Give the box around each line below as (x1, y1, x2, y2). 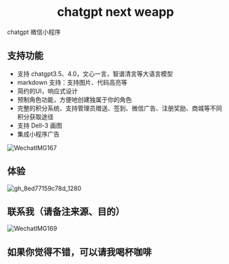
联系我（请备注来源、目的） (7, 205, 125, 217)
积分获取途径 (17, 112, 54, 121)
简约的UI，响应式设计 (17, 87, 78, 95)
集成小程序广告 (17, 130, 60, 138)
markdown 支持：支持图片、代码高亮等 (17, 78, 128, 86)
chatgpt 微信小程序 (7, 28, 61, 36)
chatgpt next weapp (57, 4, 174, 20)
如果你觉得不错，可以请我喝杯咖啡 (7, 246, 152, 258)
